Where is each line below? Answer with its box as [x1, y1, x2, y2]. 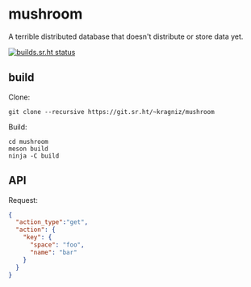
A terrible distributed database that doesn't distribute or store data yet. [8, 32, 244, 41]
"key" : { [23, 234, 52, 242]
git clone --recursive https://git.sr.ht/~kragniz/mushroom [8, 108, 215, 116]
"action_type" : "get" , [15, 218, 89, 226]
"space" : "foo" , [29, 241, 85, 249]
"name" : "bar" [29, 248, 78, 256]
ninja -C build [8, 151, 60, 160]
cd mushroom [8, 137, 48, 146]
